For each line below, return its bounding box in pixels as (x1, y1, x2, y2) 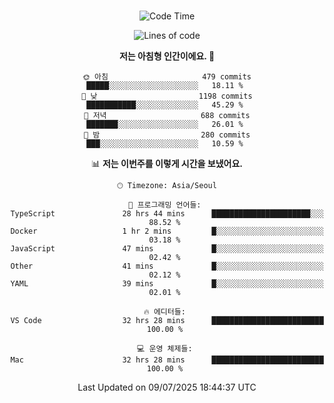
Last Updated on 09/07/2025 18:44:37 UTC (77, 381, 257, 393)
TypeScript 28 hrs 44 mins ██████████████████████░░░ (10, 209, 324, 219)
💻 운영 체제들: (137, 344, 193, 354)
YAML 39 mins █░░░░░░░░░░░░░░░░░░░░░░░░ (10, 279, 324, 289)
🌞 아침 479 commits (82, 72, 252, 82)
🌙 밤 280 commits (83, 130, 251, 140)
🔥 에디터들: (143, 307, 186, 317)
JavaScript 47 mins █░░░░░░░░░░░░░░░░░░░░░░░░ (10, 244, 324, 254)
